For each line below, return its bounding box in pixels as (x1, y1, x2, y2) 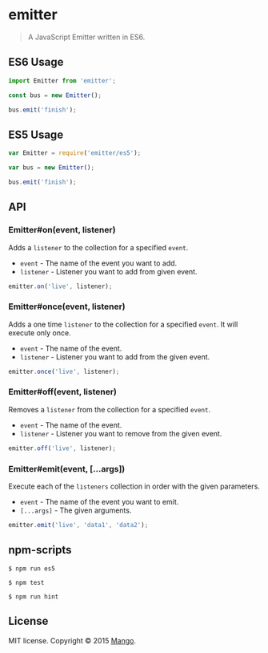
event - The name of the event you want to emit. (19, 497, 179, 507)
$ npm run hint (8, 592, 59, 601)
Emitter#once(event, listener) (8, 301, 126, 312)
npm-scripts (8, 543, 72, 557)
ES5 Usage (8, 128, 64, 141)
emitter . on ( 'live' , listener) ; (8, 282, 113, 290)
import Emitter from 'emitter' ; (8, 76, 116, 85)
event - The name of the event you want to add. (19, 258, 178, 268)
